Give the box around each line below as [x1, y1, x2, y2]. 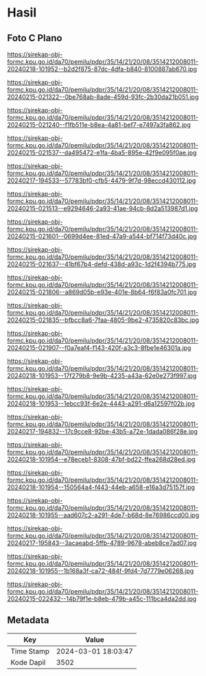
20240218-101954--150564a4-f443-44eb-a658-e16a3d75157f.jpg [7, 483, 196, 491]
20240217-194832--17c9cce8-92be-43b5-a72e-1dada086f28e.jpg [7, 428, 198, 435]
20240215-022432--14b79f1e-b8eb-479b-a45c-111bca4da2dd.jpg [7, 595, 197, 603]
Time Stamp [10, 646, 50, 656]
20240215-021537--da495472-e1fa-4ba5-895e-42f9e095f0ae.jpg [7, 149, 197, 156]
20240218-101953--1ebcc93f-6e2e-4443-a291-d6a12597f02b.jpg [7, 399, 196, 408]
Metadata [7, 614, 49, 626]
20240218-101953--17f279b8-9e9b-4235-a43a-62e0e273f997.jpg [7, 372, 197, 380]
